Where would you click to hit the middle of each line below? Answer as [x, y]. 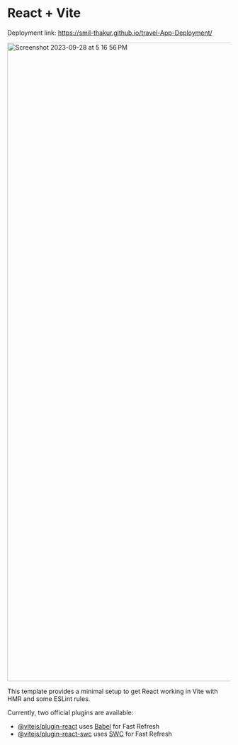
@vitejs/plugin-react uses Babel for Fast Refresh [89, 726]
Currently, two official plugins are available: [70, 712]
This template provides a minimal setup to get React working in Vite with [113, 691]
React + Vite [44, 13]
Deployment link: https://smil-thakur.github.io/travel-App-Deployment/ [110, 33]
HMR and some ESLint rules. [49, 699]
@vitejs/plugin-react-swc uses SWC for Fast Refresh [95, 734]
